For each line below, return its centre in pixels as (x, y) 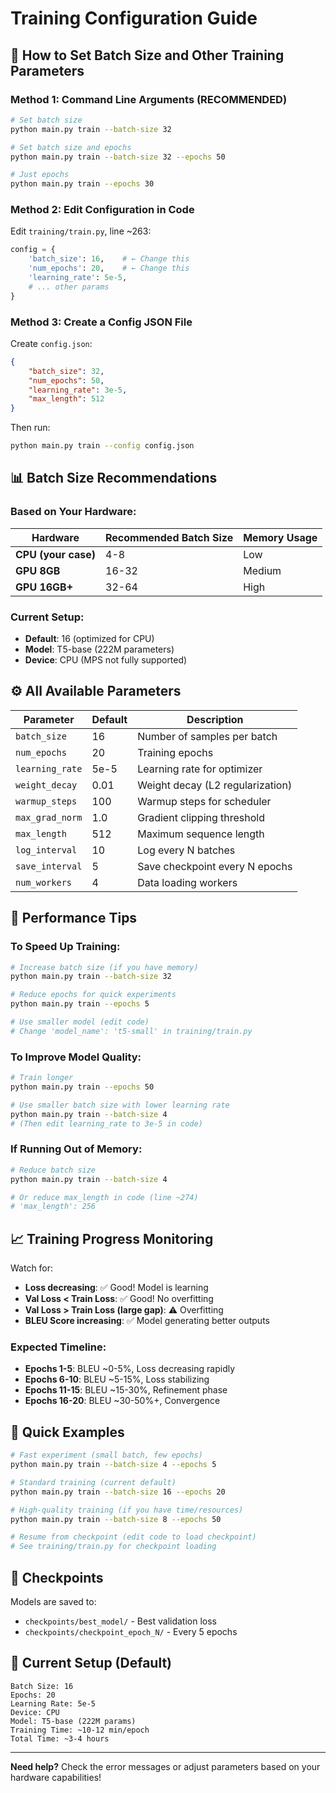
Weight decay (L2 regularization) (215, 785)
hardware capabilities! (56, 1777)
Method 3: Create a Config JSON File (101, 322)
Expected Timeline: (58, 1347)
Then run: (30, 428)
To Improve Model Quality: (76, 1057)
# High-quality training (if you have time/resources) (127, 1510)
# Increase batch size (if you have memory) (104, 967)
